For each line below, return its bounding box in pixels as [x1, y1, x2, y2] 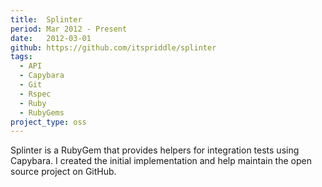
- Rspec [19, 89, 52, 99]
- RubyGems [19, 107, 65, 118]
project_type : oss [10, 117, 87, 127]
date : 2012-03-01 [10, 33, 92, 43]
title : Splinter [10, 14, 83, 25]
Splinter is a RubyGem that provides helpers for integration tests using [10, 144, 300, 156]
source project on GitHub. [10, 166, 117, 178]
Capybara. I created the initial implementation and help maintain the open [10, 155, 312, 167]
